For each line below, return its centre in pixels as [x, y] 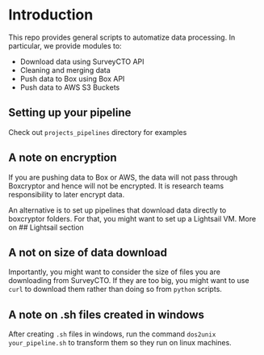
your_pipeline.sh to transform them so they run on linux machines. [120, 343]
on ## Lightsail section [46, 227]
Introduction [51, 15]
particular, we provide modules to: [65, 45]
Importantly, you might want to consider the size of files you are [114, 272]
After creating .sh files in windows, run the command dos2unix [112, 334]
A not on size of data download [88, 252]
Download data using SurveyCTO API [82, 61]
